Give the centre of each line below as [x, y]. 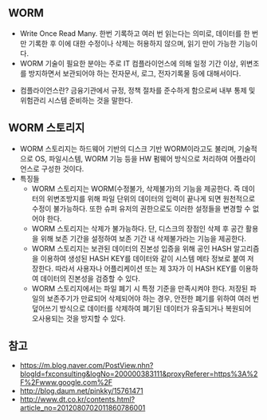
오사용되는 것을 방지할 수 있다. [79, 318]
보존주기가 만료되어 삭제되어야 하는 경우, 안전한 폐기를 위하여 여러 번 [153, 298]
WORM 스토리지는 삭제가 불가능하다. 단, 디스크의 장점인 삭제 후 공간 [138, 228]
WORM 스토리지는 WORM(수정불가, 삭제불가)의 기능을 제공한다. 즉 [136, 188]
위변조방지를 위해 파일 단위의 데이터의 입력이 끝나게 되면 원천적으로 [151, 198]
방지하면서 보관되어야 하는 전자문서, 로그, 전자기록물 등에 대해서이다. [135, 73]
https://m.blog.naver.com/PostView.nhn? [86, 366]
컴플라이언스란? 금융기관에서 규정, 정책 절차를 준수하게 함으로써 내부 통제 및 [137, 90]
